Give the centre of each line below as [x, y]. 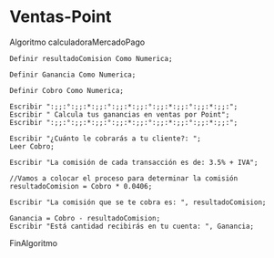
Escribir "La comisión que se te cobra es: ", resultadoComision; [138, 202]
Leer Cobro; [32, 146]
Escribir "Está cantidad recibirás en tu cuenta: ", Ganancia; [132, 226]
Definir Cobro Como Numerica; [67, 90]
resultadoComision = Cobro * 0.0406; [81, 186]
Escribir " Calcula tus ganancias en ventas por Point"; [120, 114]
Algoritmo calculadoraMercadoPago [77, 42]
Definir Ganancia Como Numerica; [73, 75]
